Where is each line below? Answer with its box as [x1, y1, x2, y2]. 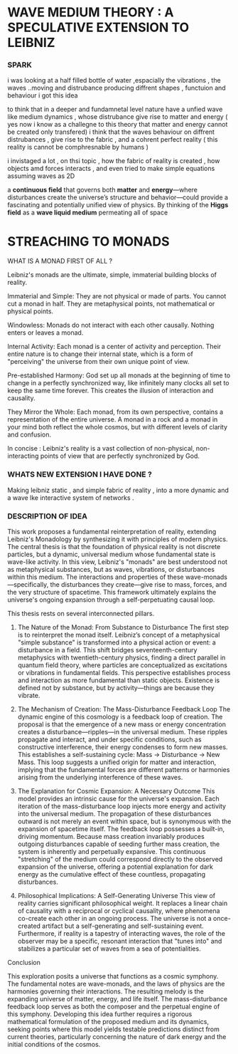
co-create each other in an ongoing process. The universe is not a [17, 914, 212, 923]
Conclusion [7, 959, 41, 967]
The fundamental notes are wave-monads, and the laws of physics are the [7, 980, 225, 988]
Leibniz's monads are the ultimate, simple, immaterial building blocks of [7, 271, 217, 279]
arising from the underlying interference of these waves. [17, 773, 183, 782]
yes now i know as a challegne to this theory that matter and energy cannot [7, 120, 228, 129]
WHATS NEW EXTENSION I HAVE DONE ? [7, 469, 153, 479]
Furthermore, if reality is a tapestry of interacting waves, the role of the [17, 929, 226, 938]
